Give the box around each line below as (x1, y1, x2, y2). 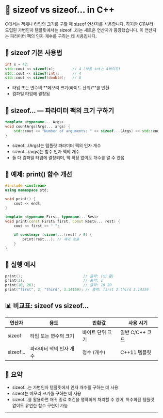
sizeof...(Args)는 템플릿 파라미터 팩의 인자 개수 (12, 143, 101, 148)
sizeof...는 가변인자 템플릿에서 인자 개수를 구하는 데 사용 (12, 384, 119, 390)
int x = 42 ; (5, 62, 29, 67)
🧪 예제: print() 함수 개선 (5, 170, 72, 178)
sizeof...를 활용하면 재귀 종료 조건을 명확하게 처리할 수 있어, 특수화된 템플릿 (12, 396, 155, 402)
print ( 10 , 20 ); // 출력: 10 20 (5, 283, 112, 288)
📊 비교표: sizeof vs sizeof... (5, 302, 89, 310)
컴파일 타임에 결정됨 (12, 91, 50, 96)
